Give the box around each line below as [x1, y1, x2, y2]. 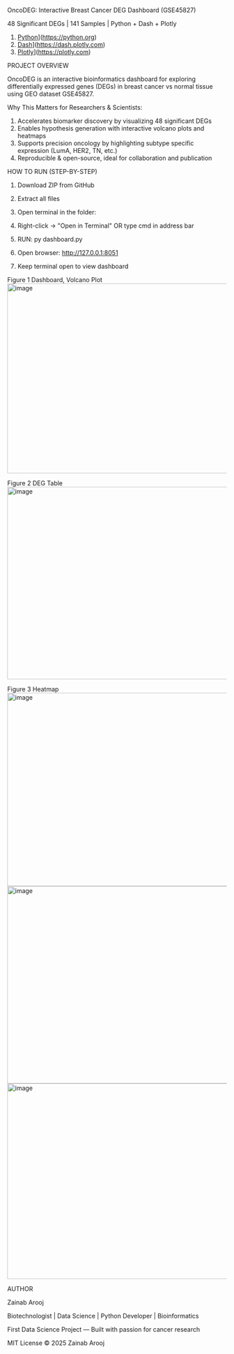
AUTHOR [7, 1285, 33, 1293]
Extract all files [17, 195, 61, 203]
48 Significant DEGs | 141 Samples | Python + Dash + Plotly [7, 20, 177, 27]
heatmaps [17, 132, 47, 140]
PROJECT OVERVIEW [7, 61, 69, 69]
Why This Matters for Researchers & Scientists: [7, 103, 143, 111]
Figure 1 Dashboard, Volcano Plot [7, 276, 103, 284]
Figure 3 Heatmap [7, 685, 59, 693]
